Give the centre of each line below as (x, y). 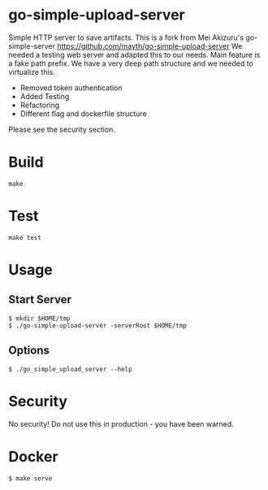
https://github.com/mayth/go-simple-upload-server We (149, 46)
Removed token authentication (71, 88)
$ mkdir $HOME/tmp (39, 319)
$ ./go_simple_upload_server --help (70, 369)
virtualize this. (32, 72)
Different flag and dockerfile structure (84, 113)
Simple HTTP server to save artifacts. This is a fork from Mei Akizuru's (126, 37)
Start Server (40, 299)
